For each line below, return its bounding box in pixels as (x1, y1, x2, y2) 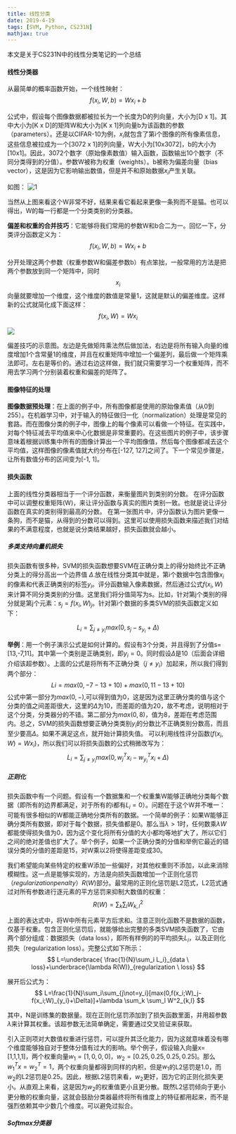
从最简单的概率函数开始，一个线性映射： (7, 85, 124, 93)
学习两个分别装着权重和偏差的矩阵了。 (19, 368, 131, 376)
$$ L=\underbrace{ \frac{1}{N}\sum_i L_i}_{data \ (46, 955, 190, 963)
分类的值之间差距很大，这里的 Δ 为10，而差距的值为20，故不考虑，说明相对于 (7, 701, 229, 710)
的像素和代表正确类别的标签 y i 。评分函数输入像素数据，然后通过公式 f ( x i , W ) (7, 580, 223, 591)
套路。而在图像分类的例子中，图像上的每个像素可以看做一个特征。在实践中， (7, 420, 229, 429)
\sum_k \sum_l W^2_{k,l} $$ (124, 996, 205, 1004)
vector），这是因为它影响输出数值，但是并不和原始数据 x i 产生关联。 (7, 166, 200, 176)
